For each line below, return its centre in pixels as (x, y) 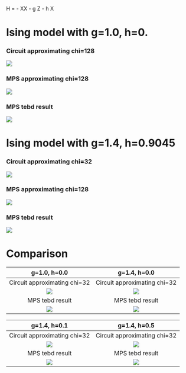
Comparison (37, 254)
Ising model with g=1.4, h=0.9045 (91, 143)
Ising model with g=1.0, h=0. (77, 33)
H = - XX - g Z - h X (30, 9)
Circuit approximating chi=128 (50, 51)
